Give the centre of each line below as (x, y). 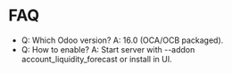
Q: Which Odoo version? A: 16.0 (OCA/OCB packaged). (122, 40)
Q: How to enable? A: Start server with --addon (108, 49)
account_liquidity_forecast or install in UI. (96, 59)
